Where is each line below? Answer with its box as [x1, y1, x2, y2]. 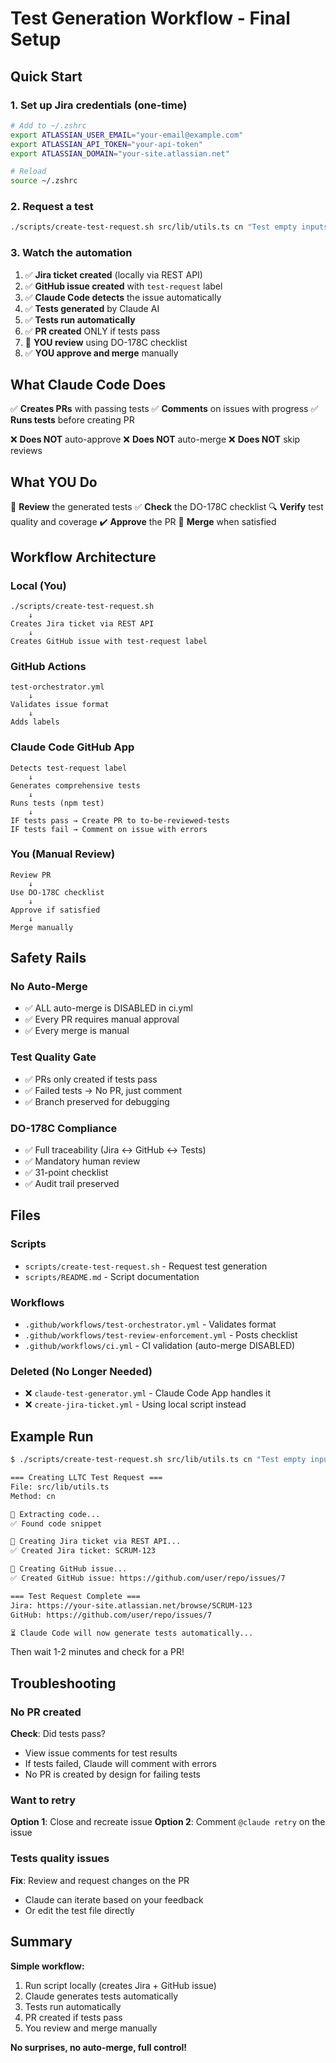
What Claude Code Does [10, 376, 167, 393]
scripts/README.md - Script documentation [24, 1270, 200, 1282]
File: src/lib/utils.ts [10, 1482, 110, 1492]
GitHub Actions [10, 659, 87, 673]
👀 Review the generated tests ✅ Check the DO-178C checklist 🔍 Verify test [10, 501, 324, 513]
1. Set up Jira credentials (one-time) [10, 98, 188, 112]
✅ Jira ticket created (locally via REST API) [24, 268, 203, 281]
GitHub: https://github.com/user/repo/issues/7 [10, 1610, 213, 1620]
